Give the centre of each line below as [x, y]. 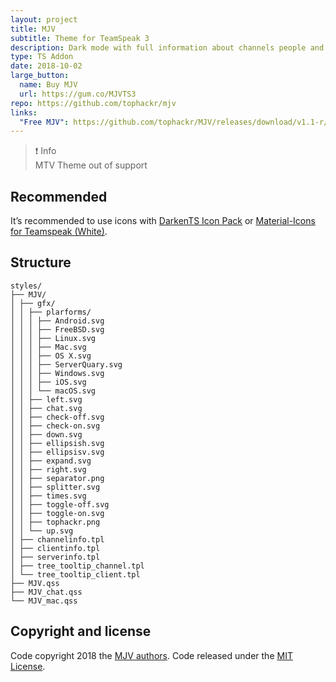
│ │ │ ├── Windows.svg [57, 373]
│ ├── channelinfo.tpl [57, 539]
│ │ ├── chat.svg [46, 408]
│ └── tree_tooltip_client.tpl [75, 574]
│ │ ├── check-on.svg [55, 426]
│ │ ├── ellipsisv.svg [57, 452]
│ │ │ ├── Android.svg [57, 321]
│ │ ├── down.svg [46, 434]
